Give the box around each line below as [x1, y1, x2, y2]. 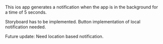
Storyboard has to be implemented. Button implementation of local [5, 19, 141, 24]
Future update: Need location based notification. [5, 34, 104, 39]
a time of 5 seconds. [5, 9, 47, 15]
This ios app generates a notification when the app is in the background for [5, 4, 158, 10]
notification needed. [5, 24, 46, 30]
